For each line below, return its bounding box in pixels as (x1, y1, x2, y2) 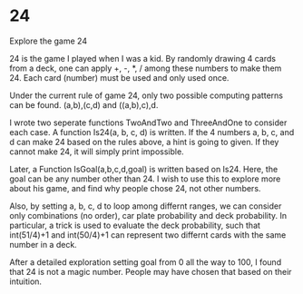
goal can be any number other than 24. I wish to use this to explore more (9, 173, 281, 184)
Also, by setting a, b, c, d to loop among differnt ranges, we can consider (9, 201, 282, 211)
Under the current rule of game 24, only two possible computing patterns (9, 90, 284, 101)
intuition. (9, 276, 43, 287)
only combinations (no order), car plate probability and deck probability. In (9, 210, 288, 220)
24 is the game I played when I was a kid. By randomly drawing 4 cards (9, 53, 277, 64)
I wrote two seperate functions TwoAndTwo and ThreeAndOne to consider (9, 117, 288, 128)
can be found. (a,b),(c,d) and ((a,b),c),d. (9, 99, 159, 110)
